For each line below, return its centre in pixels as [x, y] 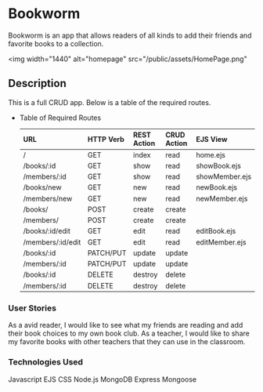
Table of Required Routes [60, 118]
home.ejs [210, 154]
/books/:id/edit [47, 231]
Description [37, 83]
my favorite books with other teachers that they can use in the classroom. [127, 342]
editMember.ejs [221, 242]
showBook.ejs [218, 165]
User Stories [32, 308]
